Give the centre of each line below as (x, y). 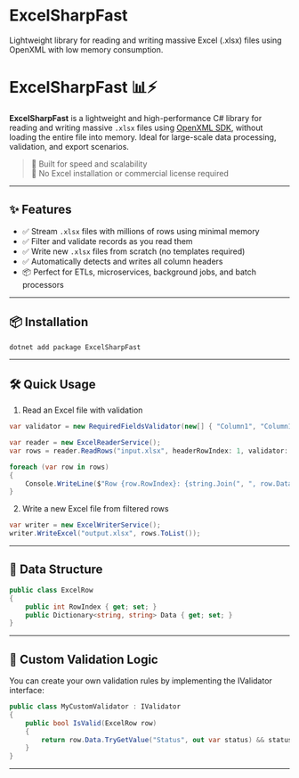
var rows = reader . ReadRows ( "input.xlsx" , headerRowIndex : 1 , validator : (149, 451)
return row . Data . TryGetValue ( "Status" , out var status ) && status (167, 740)
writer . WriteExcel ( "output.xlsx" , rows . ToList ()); (105, 534)
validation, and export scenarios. (69, 146)
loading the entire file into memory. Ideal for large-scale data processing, (143, 137)
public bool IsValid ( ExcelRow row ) (91, 723)
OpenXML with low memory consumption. (86, 49)
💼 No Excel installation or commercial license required (130, 173)
